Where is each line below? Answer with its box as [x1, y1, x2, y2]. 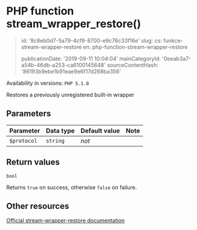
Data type [45, 126, 75, 135]
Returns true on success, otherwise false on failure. [6, 184, 137, 191]
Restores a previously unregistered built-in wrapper [6, 91, 135, 98]
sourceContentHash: [106, 61, 159, 69]
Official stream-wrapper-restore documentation [6, 217, 125, 224]
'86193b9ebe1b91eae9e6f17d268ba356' [21, 67, 121, 75]
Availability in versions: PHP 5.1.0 [6, 79, 89, 87]
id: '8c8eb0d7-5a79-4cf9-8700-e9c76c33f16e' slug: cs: [21, 37, 162, 44]
